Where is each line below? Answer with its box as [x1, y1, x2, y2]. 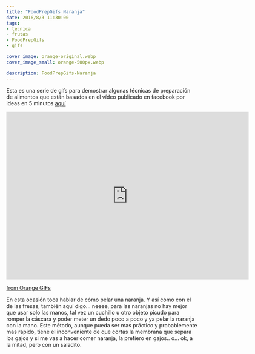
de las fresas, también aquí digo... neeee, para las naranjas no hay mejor [6, 302, 188, 309]
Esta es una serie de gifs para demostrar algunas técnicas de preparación [6, 87, 191, 94]
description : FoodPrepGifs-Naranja [6, 70, 96, 76]
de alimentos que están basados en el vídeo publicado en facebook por [6, 93, 185, 100]
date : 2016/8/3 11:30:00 [6, 15, 69, 21]
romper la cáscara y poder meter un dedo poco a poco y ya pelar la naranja [6, 315, 195, 323]
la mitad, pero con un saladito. [6, 341, 82, 348]
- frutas [6, 31, 28, 38]
